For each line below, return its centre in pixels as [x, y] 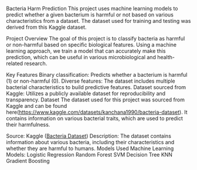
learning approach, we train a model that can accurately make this [86, 51]
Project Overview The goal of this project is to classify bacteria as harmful [96, 38]
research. [36, 63]
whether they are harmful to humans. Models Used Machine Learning [90, 148]
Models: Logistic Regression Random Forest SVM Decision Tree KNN [89, 154]
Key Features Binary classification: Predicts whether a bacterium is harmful [97, 75]
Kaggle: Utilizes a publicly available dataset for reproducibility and [86, 93]
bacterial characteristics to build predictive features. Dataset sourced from [96, 87]
